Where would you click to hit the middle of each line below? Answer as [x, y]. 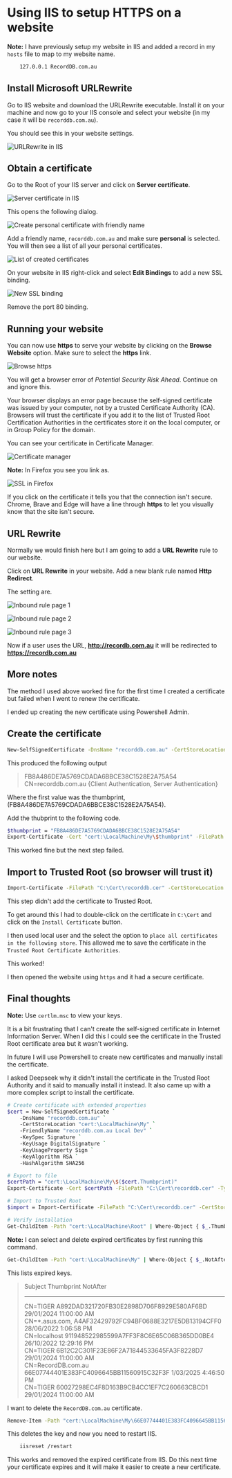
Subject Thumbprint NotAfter [65, 1286]
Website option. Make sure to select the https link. [79, 353]
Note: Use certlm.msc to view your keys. [65, 1015]
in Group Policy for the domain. [51, 430]
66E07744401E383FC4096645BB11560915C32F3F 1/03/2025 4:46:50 [124, 1372]
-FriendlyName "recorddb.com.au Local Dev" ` [86, 1131]
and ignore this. [29, 387]
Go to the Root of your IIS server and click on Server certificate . [99, 185]
